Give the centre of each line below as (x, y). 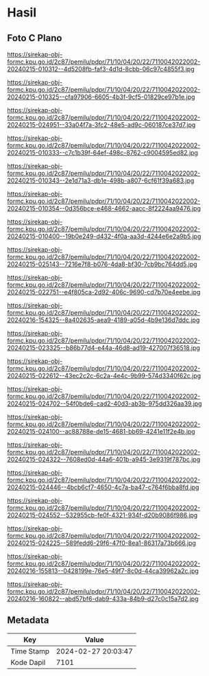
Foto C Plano (35, 38)
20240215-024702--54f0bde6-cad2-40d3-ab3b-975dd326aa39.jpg (104, 404)
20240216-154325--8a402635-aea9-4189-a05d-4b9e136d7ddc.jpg (103, 320)
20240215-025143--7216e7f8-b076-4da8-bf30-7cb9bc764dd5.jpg (102, 264)
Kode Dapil (28, 662)
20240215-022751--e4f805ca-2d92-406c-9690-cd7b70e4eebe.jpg (104, 292)
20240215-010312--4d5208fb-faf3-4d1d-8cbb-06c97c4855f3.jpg (101, 69)
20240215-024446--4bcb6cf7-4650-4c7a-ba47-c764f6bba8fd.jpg (103, 487)
